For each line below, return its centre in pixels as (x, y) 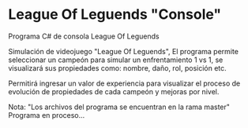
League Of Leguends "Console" (115, 15)
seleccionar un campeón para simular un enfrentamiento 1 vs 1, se (116, 60)
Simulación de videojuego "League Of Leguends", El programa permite (124, 51)
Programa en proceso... (47, 115)
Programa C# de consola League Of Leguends (84, 36)
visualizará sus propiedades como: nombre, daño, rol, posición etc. (117, 68)
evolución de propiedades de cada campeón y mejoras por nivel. (114, 91)
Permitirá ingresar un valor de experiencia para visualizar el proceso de (124, 83)
